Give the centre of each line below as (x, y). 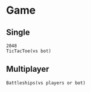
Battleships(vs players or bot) (46, 83)
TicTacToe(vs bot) (29, 51)
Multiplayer (28, 69)
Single (18, 32)
